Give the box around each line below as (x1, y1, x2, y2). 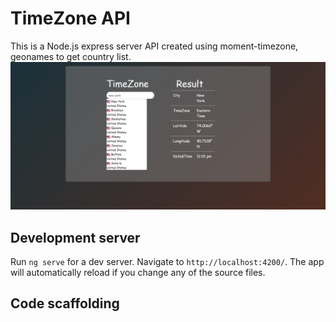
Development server (10, 229, 141, 246)
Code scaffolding (10, 295, 120, 312)
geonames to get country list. (10, 50, 132, 62)
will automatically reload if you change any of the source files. (10, 267, 266, 278)
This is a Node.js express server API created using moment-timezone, (10, 40, 299, 52)
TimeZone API (10, 7, 131, 30)
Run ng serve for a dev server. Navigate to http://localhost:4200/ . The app (10, 256, 325, 267)
